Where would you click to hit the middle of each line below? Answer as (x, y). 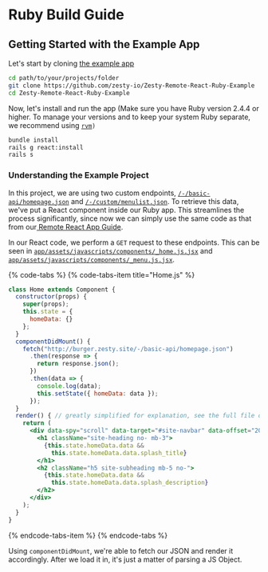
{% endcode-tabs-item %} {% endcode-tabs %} (88, 535)
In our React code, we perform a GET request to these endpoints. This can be (134, 242)
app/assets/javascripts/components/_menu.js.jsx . (92, 259)
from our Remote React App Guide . (66, 226)
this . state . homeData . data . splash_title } (119, 453)
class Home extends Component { (62, 290)
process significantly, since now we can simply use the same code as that (130, 218)
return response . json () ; (78, 364)
